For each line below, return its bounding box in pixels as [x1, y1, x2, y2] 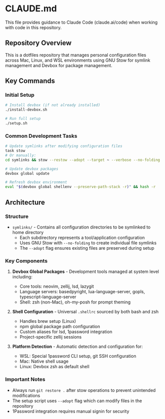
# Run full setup [5, 116, 41, 121]
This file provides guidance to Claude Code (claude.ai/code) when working [5, 19, 158, 25]
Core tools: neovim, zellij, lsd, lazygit [19, 283, 94, 289]
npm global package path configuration [19, 324, 100, 330]
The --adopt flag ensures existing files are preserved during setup [19, 245, 155, 251]
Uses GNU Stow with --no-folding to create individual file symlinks [19, 240, 157, 246]
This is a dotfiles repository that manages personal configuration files [5, 52, 147, 58]
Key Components [5, 257, 48, 264]
